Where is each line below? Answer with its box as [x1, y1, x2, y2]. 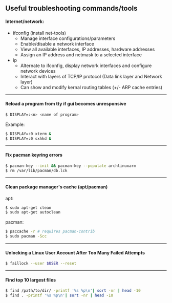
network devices [20, 68, 56, 74]
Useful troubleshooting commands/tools [5, 4, 138, 13]
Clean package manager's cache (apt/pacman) [5, 184, 108, 190]
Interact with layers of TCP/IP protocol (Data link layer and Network [20, 73, 162, 79]
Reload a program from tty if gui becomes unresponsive [5, 101, 126, 107]
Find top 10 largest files [5, 276, 56, 283]
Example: [5, 121, 25, 127]
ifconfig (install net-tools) [12, 30, 67, 36]
